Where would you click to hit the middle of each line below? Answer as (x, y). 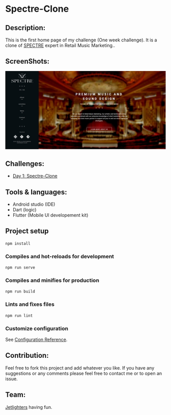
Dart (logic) (24, 210)
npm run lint (19, 315)
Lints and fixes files (30, 304)
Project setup (27, 231)
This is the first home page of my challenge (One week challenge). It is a (81, 40)
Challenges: (25, 164)
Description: (25, 28)
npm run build (20, 291)
